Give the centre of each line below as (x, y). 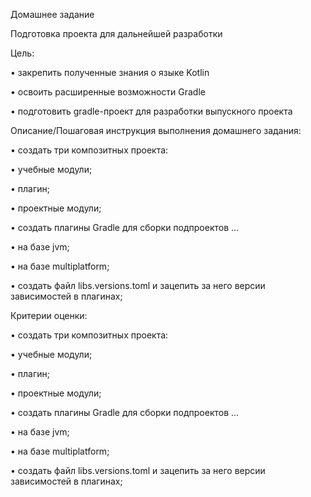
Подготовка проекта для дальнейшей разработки (116, 33)
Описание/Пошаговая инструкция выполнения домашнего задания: (156, 130)
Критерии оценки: (49, 315)
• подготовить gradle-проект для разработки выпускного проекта (151, 111)
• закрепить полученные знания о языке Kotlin (110, 72)
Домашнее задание (52, 14)
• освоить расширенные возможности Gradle (108, 92)
